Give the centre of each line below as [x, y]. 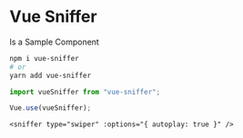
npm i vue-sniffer [44, 58]
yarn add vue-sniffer [51, 75]
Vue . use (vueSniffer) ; [51, 108]
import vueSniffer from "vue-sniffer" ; [85, 92]
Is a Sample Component [55, 42]
